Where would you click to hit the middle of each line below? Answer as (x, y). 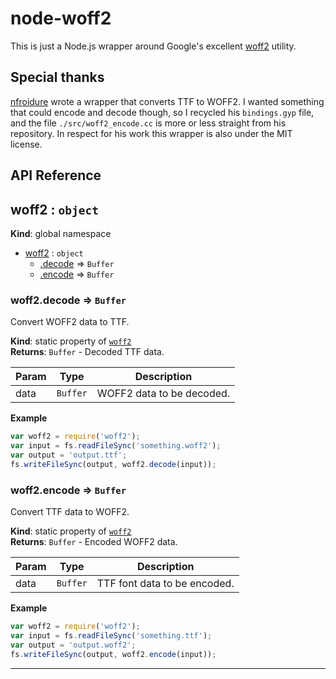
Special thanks (57, 77)
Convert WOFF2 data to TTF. (70, 322)
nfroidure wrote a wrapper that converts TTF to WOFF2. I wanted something (167, 101)
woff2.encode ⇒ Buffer (68, 490)
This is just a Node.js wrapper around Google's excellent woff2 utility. (153, 46)
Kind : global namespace (61, 233)
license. (26, 144)
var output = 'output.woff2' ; (73, 645)
